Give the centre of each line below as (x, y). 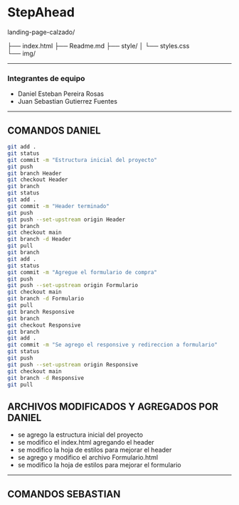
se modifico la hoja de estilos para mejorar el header (95, 450)
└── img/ (21, 53)
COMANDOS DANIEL (54, 130)
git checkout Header (38, 180)
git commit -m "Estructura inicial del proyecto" (83, 160)
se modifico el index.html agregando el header (86, 442)
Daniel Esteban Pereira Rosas (61, 94)
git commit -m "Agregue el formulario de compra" (83, 272)
